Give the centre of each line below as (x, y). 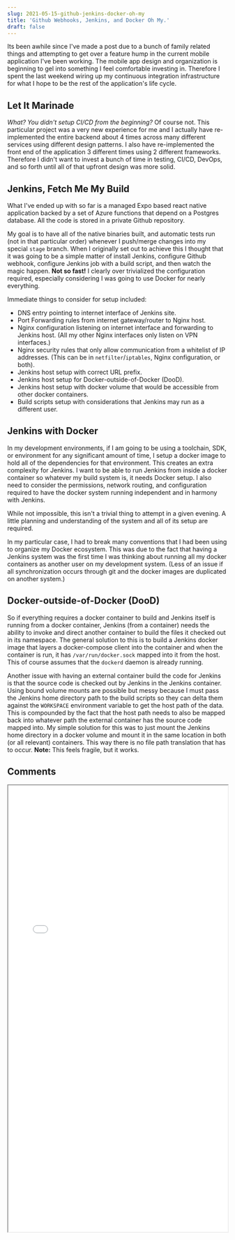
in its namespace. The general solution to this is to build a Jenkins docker (113, 640)
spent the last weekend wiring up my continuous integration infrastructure (114, 76)
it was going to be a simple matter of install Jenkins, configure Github (107, 256)
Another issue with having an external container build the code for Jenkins (114, 675)
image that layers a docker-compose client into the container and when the (115, 647)
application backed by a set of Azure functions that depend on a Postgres (113, 213)
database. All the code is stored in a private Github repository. (96, 220)
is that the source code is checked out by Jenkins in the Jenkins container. (114, 683)
